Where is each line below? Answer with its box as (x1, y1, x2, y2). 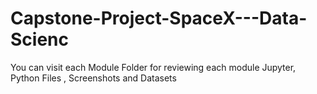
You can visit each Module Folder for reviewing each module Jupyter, (10, 61, 297, 73)
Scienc (10, 28, 69, 51)
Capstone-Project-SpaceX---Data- (10, 7, 308, 30)
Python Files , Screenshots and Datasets (10, 72, 177, 84)
